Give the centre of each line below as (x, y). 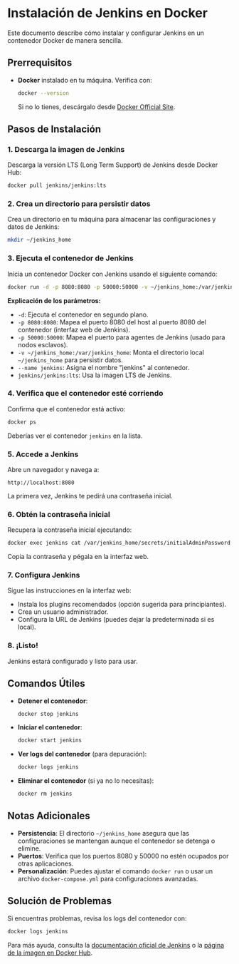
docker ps (22, 422)
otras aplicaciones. (46, 863)
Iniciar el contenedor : (50, 727)
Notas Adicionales (49, 816)
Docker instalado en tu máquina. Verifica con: (85, 80)
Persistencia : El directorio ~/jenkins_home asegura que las (103, 833)
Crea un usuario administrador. (63, 612)
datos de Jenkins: (33, 227)
